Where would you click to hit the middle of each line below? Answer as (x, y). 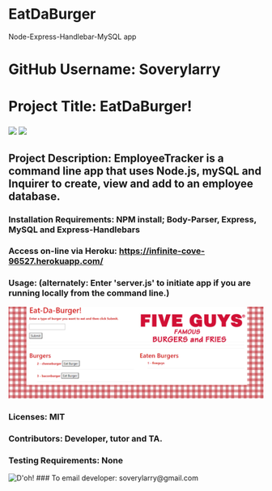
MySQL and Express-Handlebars (74, 230)
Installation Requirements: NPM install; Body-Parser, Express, (132, 219)
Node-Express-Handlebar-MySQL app (72, 37)
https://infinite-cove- (161, 251)
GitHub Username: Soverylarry (115, 69)
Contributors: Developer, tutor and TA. (86, 438)
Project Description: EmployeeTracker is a (116, 158)
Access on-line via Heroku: (63, 251)
